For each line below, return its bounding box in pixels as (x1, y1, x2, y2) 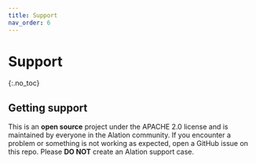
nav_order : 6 (8, 19, 51, 27)
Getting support (8, 101, 88, 115)
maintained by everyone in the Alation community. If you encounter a (8, 130, 232, 140)
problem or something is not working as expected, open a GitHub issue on (8, 139, 249, 148)
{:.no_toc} (8, 78, 40, 88)
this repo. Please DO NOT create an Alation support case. (8, 147, 195, 157)
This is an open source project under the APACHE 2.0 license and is (8, 122, 229, 132)
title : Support (8, 11, 58, 20)
